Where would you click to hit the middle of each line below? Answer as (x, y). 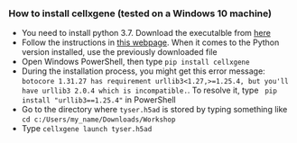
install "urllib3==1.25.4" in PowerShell (99, 100)
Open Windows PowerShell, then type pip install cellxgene (135, 62)
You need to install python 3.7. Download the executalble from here (146, 33)
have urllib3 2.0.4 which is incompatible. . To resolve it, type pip (149, 90)
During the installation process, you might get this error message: (143, 71)
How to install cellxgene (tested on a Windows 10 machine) (140, 13)
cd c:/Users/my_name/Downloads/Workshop (98, 120)
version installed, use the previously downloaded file (119, 52)
